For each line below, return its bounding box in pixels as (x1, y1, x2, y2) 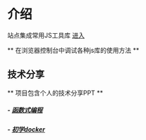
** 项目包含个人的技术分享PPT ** (7, 89, 104, 97)
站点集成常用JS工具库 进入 (7, 31, 85, 39)
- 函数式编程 (7, 106, 43, 115)
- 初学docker (7, 125, 46, 134)
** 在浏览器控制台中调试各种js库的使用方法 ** (7, 46, 140, 54)
